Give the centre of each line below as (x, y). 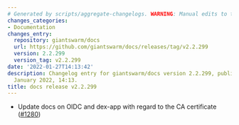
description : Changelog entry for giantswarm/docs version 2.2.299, (111, 73)
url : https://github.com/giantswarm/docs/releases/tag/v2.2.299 (111, 47)
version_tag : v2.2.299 (47, 60)
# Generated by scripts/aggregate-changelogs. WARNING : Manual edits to (117, 14)
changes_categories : (38, 21)
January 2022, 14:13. (46, 80)
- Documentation (31, 27)
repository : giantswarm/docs (57, 40)
